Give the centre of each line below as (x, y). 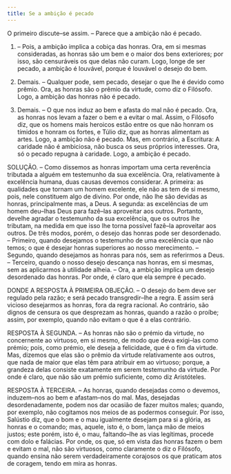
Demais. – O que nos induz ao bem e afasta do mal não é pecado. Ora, (117, 110)
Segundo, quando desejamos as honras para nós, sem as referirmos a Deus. (116, 255)
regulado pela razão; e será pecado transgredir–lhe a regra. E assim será (110, 298)
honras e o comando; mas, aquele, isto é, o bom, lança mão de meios (106, 426)
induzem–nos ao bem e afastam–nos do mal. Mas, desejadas (94, 398)
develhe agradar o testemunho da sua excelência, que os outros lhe (103, 218)
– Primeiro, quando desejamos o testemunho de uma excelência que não (110, 240)
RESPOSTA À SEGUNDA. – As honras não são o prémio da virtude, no (106, 333)
